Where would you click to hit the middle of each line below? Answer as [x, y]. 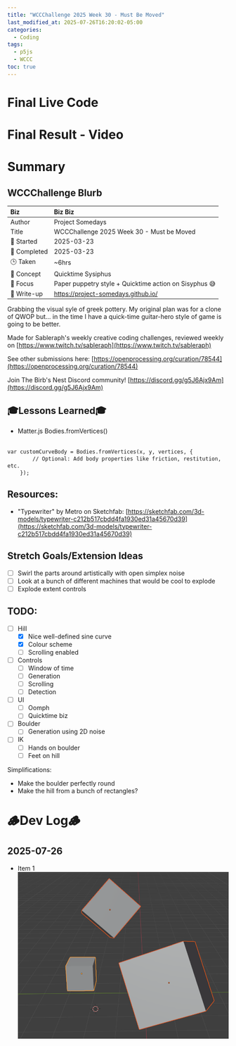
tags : [15, 45]
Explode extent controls [52, 588]
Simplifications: [29, 769]
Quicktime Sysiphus [83, 274]
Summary [36, 167]
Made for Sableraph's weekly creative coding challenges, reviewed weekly [116, 338]
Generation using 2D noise [66, 731]
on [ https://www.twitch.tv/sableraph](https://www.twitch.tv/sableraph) [110, 346]
